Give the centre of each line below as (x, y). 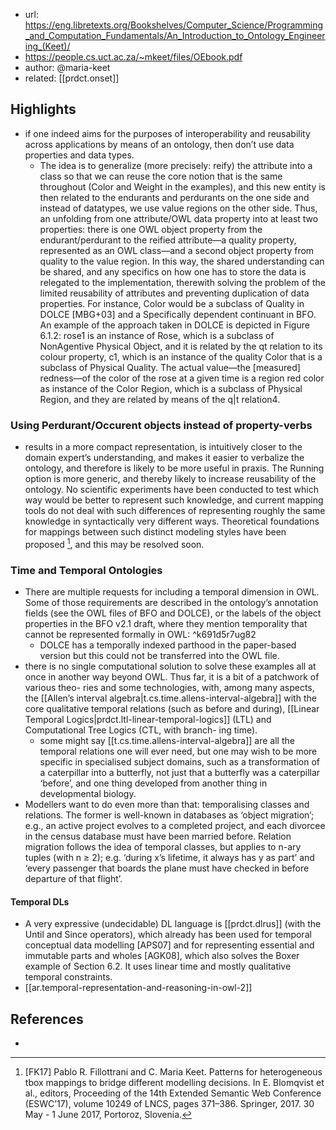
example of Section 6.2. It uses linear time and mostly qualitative (158, 966)
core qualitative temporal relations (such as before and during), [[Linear (172, 709)
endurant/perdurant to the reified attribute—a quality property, (168, 240)
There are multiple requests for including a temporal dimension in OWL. (172, 592)
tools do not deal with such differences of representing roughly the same (175, 511)
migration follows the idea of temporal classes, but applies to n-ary (163, 847)
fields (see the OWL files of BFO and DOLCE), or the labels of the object (173, 613)
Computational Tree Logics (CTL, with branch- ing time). (141, 730)
